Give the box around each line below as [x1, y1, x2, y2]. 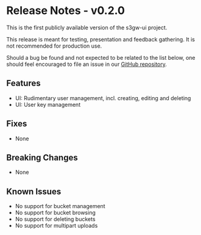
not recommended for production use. [6, 42, 102, 49]
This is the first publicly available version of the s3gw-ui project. [6, 24, 167, 31]
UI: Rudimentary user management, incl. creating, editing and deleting [15, 94, 191, 101]
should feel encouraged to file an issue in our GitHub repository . [6, 60, 167, 68]
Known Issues [6, 186, 62, 197]
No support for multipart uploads [15, 222, 98, 230]
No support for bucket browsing [15, 209, 96, 217]
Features [6, 78, 41, 89]
